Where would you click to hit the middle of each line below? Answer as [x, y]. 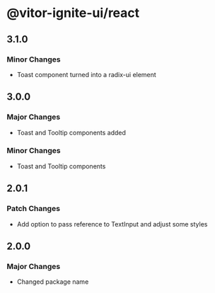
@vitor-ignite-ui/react [73, 13]
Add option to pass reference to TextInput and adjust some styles [112, 224]
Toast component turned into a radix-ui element [86, 74]
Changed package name [53, 282]
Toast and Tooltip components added [71, 132]
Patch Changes [34, 209]
